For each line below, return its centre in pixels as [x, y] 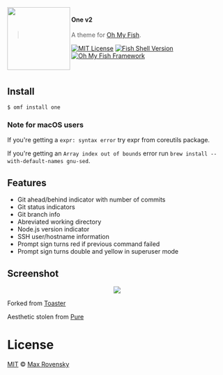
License [31, 345]
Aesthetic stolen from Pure [46, 316]
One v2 [82, 20]
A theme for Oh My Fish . [106, 35]
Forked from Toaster [37, 303]
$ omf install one [34, 107]
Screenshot [33, 274]
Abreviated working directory [59, 222]
